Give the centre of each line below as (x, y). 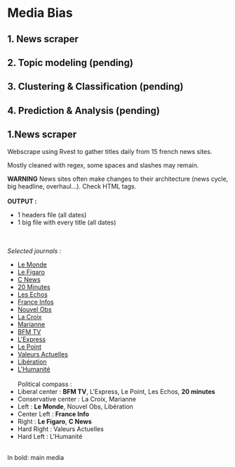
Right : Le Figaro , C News (55, 421)
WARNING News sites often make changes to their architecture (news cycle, (118, 179)
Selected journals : (34, 250)
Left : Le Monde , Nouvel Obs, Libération (75, 407)
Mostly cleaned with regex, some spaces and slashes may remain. (103, 165)
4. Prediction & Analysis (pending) (83, 110)
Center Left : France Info (53, 414)
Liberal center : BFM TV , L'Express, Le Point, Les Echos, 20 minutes (116, 391)
